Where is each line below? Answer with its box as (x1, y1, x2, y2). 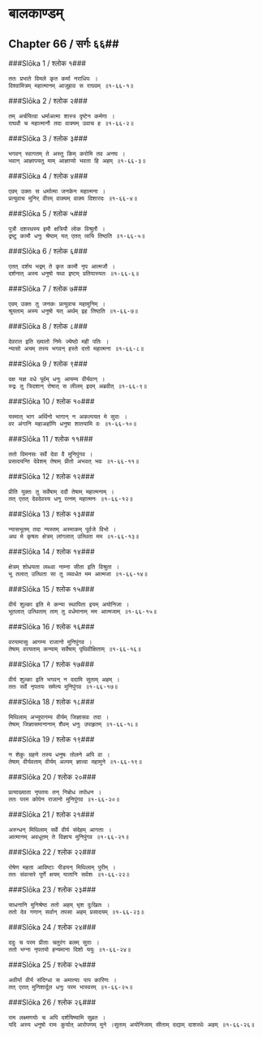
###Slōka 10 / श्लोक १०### (8, 396, 95, 406)
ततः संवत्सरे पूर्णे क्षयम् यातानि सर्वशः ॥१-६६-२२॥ (8, 871, 130, 879)
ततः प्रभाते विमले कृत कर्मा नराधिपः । (8, 75, 99, 83)
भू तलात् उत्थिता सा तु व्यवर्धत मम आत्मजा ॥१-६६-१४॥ (8, 570, 148, 578)
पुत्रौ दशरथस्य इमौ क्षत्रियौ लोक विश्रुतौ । (8, 225, 105, 233)
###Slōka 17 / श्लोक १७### (8, 659, 95, 669)
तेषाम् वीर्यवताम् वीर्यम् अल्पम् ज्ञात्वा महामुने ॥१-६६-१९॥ (8, 758, 142, 766)
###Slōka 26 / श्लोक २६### (8, 997, 97, 1007)
